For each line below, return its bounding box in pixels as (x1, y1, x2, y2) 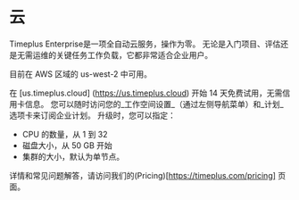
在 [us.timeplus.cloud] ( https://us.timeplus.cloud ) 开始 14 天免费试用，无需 (9, 87, 283, 98)
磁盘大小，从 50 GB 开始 (21, 139, 113, 151)
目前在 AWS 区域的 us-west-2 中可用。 (9, 68, 153, 79)
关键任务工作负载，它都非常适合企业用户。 (55, 49, 212, 60)
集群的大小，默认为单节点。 (21, 151, 125, 162)
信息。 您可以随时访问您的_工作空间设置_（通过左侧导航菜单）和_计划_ (24, 98, 284, 109)
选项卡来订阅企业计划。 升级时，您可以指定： (9, 110, 176, 121)
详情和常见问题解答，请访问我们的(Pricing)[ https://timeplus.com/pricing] (9, 170, 277, 180)
